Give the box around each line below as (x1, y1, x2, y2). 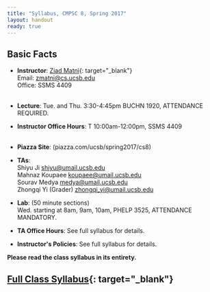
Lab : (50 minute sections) (16, 199, 90, 207)
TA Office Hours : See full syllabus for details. (16, 227, 145, 235)
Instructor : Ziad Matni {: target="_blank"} (16, 67, 133, 75)
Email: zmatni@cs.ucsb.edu (16, 74, 96, 82)
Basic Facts (7, 48, 57, 60)
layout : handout (7, 16, 53, 23)
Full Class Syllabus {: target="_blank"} (7, 273, 174, 285)
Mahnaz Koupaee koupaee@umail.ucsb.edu (16, 171, 142, 179)
